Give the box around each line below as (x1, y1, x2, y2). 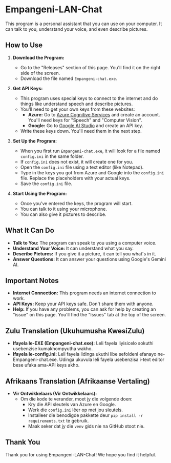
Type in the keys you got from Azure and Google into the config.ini (20, 169, 164, 175)
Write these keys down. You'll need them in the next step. (20, 128, 142, 134)
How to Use (5, 41, 43, 50)
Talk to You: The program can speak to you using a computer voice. (12, 239, 157, 246)
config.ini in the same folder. (20, 153, 84, 159)
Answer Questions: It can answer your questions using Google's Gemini (12, 256, 166, 262)
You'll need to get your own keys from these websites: (20, 106, 135, 112)
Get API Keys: (12, 85, 43, 91)
